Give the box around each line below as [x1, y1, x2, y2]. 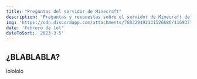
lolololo [6, 67, 24, 74]
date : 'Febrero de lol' [6, 25, 64, 31]
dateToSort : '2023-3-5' [6, 30, 64, 36]
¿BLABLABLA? [6, 52, 60, 62]
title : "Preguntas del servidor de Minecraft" [6, 8, 122, 15]
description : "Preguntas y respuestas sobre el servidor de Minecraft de [6, 14, 191, 20]
